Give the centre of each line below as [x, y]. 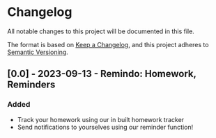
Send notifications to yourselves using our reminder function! [105, 127]
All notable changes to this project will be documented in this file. [101, 31]
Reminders [31, 85]
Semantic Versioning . [38, 52]
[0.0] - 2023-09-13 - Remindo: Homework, [102, 74]
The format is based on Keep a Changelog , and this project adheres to [108, 44]
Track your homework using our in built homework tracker [101, 119]
